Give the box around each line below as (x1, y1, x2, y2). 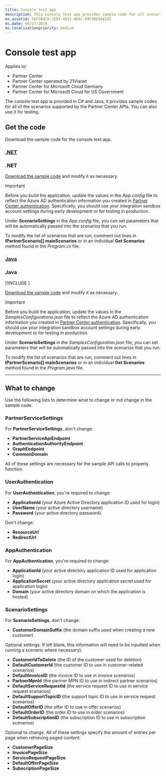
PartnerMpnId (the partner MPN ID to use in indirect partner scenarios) (12, 678, 158, 684)
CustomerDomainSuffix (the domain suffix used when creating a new (12, 627, 155, 633)
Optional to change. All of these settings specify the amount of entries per (5, 729, 156, 735)
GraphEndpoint (12, 446, 44, 452)
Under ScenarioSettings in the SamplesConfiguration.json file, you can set (5, 340, 158, 346)
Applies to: (5, 63, 27, 69)
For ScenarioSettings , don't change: (5, 618, 80, 623)
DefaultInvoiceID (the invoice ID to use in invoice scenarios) (12, 673, 135, 678)
